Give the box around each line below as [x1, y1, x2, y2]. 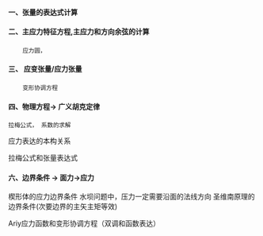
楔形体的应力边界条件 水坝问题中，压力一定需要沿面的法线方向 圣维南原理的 [8, 192, 255, 202]
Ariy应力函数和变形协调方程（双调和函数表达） [8, 219, 161, 228]
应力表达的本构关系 [8, 136, 71, 146]
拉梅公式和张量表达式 [8, 153, 78, 163]
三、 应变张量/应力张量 [8, 64, 82, 74]
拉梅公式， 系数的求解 [8, 122, 71, 130]
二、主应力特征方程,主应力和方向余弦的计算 [8, 27, 150, 37]
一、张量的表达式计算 [8, 7, 78, 17]
